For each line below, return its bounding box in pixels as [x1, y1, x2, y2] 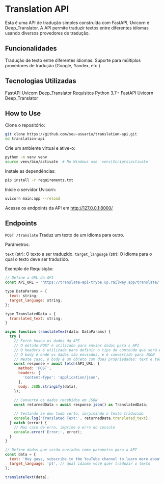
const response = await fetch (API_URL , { [14, 361, 100, 366]
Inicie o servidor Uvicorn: [5, 187, 56, 192]
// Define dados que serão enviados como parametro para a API [5, 448, 137, 453]
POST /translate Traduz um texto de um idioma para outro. [5, 232, 125, 238]
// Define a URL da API [5, 275, 54, 280]
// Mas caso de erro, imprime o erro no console [14, 425, 115, 430]
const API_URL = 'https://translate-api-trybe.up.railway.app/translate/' [5, 280, 162, 285]
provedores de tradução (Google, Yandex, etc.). [5, 62, 102, 68]
